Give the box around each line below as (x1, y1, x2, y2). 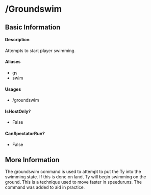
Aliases (5, 59, 21, 65)
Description (5, 37, 30, 43)
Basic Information (5, 23, 61, 31)
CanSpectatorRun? (5, 130, 45, 136)
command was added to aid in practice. (5, 184, 85, 190)
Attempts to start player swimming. (5, 48, 76, 54)
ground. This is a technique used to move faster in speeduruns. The (5, 179, 142, 185)
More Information (5, 156, 60, 164)
